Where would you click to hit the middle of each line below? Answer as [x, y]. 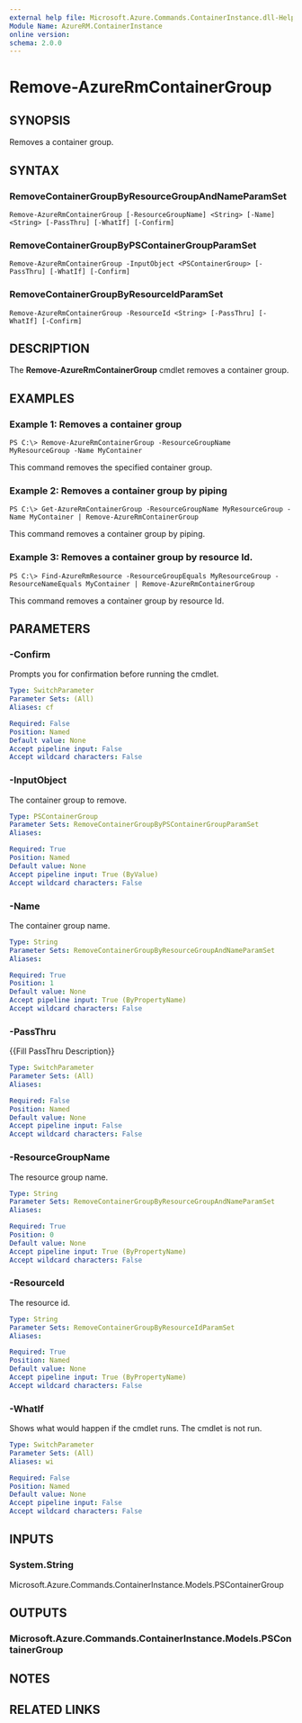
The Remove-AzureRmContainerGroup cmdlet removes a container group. [149, 370]
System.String [42, 1565]
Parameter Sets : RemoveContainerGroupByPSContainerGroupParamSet [134, 825]
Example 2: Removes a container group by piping [118, 490]
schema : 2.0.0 [36, 43]
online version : [40, 34]
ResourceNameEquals [46, 584]
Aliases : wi [31, 1461]
